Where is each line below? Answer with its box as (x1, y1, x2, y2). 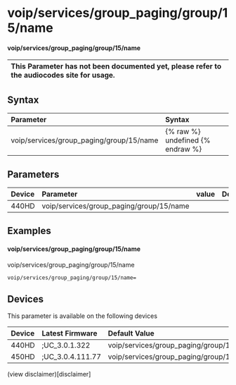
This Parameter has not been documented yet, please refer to (11, 61, 222, 71)
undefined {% (164, 135, 211, 145)
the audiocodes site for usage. (11, 71, 115, 80)
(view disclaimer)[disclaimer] (7, 370, 91, 379)
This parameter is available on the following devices (7, 312, 158, 320)
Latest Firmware (41, 329, 98, 338)
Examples (7, 225, 51, 237)
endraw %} (164, 145, 202, 154)
